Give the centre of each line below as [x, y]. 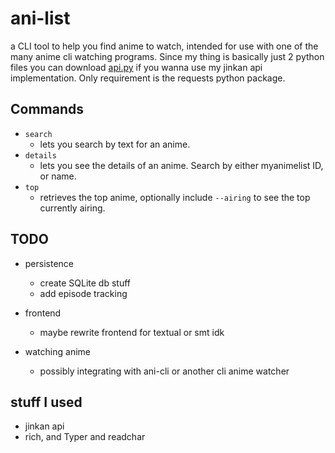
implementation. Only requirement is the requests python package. [148, 78]
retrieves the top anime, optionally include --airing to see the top [175, 197]
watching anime [57, 351]
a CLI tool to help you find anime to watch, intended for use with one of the [164, 46]
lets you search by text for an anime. [115, 144]
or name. [58, 176]
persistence [49, 263]
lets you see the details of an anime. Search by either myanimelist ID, [181, 165]
